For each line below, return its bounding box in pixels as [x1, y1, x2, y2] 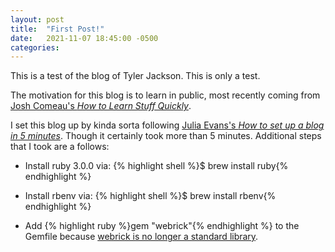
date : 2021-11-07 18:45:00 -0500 [10, 33, 159, 43]
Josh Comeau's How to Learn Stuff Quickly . [10, 100, 192, 112]
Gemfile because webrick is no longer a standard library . [24, 231, 259, 243]
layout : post [10, 14, 65, 25]
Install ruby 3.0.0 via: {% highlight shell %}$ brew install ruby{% [24, 160, 289, 172]
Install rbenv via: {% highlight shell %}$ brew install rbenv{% [24, 190, 277, 202]
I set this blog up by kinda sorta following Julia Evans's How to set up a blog [10, 119, 325, 131]
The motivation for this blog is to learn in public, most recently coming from [10, 89, 321, 101]
